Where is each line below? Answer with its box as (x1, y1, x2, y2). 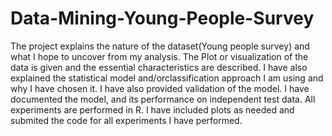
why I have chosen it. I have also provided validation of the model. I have (10, 82, 310, 94)
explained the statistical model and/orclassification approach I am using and (10, 72, 324, 84)
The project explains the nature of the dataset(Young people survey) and (10, 40, 310, 52)
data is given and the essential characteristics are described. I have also (10, 61, 308, 73)
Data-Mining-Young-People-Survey (10, 7, 315, 30)
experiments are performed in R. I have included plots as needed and (10, 103, 295, 116)
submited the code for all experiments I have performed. (10, 114, 243, 126)
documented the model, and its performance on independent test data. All (10, 93, 316, 105)
